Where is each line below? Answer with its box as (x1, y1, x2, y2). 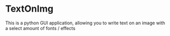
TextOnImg (5, 3, 54, 15)
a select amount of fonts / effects (5, 25, 76, 31)
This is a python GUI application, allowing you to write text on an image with (5, 20, 165, 26)
